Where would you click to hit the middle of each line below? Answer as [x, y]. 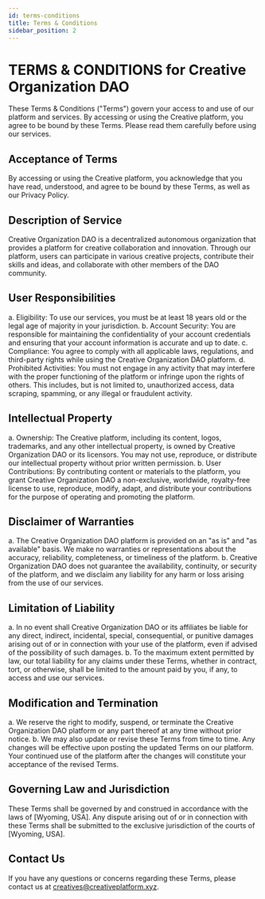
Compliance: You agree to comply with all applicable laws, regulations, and [131, 351]
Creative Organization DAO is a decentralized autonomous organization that [132, 239]
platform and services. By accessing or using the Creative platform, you [126, 117]
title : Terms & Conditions [53, 23]
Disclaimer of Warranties [71, 521]
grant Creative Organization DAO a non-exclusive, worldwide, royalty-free [129, 480]
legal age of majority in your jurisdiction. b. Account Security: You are [122, 325]
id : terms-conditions [44, 16]
